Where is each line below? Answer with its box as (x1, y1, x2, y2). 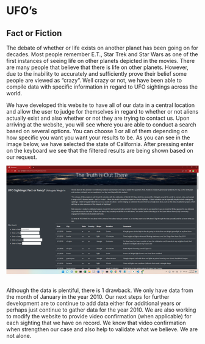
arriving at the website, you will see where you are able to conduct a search (6, 121, 196, 128)
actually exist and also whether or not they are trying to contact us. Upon (6, 114, 190, 122)
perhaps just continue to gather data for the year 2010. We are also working (6, 306, 196, 313)
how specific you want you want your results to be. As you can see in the (6, 134, 190, 141)
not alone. (6, 332, 32, 339)
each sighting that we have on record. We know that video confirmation (6, 319, 186, 326)
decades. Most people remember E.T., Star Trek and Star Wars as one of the (6, 51, 198, 58)
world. (6, 90, 23, 97)
